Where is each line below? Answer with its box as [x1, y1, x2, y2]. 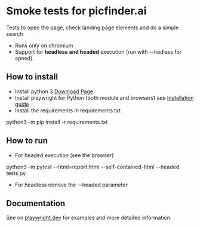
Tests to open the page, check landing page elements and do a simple [6, 24, 179, 31]
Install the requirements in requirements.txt [14, 106, 121, 114]
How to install [6, 72, 59, 82]
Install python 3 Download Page [14, 88, 94, 95]
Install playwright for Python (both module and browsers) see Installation [14, 94, 194, 101]
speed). [14, 54, 34, 62]
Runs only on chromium [14, 42, 73, 49]
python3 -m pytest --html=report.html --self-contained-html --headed [6, 163, 180, 170]
